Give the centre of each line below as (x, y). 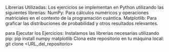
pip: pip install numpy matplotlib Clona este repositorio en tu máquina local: (85, 38)
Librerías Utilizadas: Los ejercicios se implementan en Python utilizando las (84, 7)
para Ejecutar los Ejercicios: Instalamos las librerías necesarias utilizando (82, 33)
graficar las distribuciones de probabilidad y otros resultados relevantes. (82, 23)
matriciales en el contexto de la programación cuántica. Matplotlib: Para (81, 18)
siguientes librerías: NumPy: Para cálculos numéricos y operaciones (77, 13)
